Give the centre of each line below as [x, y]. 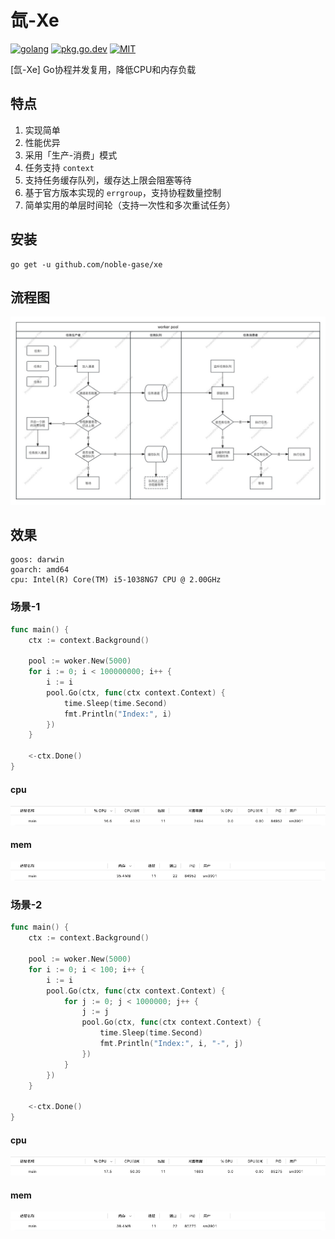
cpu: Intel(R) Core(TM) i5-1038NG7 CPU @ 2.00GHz [116, 580]
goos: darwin [37, 560]
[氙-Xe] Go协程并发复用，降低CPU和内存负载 [103, 69]
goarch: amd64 [40, 570]
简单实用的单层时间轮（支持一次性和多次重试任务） [130, 205]
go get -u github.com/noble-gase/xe [86, 264]
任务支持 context [59, 167]
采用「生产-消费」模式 [71, 155]
